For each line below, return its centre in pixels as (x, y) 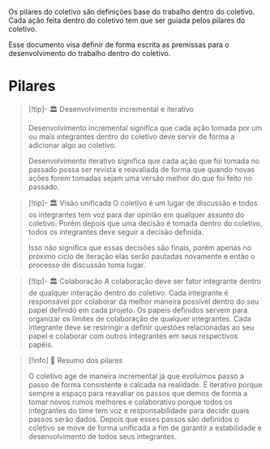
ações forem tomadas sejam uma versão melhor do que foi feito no (140, 178)
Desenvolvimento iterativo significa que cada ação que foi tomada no (144, 161)
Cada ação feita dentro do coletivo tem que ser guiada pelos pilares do (127, 20)
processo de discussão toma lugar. (87, 265)
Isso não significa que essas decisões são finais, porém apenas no (140, 248)
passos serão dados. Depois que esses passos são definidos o (133, 419)
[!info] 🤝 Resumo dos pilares (75, 360)
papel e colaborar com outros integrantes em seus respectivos (133, 335)
